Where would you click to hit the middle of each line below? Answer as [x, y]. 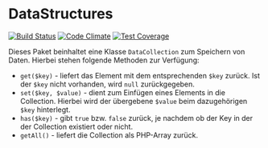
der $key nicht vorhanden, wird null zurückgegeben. [107, 84]
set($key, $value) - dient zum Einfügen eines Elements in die [122, 92]
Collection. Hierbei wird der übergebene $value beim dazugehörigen [134, 101]
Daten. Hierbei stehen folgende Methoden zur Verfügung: [104, 60]
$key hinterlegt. [45, 110]
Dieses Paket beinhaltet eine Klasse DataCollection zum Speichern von [127, 51]
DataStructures [61, 14]
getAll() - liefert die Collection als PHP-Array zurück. [109, 135]
